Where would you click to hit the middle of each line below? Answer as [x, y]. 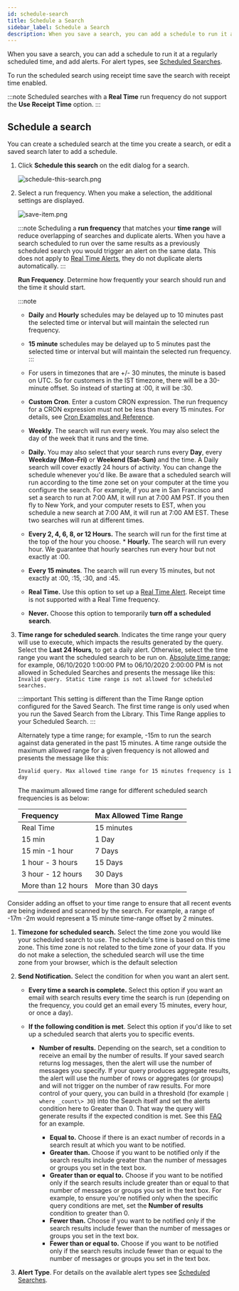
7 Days [107, 851]
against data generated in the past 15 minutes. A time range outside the [122, 743]
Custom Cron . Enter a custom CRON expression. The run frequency [128, 402]
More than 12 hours [54, 886]
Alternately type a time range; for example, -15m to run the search [115, 735]
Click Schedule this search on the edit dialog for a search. [103, 165]
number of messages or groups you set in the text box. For [136, 1191]
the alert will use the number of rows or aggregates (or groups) [131, 1078]
